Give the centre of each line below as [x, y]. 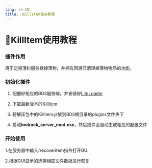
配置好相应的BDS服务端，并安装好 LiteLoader [57, 94]
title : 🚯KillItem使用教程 [30, 14]
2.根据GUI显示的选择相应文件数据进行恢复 [47, 161]
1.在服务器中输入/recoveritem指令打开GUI [47, 150]
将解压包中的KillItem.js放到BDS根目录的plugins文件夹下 [68, 114]
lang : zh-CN [17, 10]
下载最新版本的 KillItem [35, 104]
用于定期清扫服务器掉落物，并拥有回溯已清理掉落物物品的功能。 [69, 68]
